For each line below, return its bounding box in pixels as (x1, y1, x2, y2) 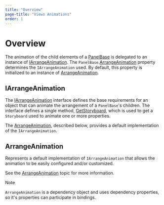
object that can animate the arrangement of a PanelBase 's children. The (5, 102, 150, 109)
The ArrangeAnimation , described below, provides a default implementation (5, 123, 159, 128)
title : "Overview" (5, 7, 43, 12)
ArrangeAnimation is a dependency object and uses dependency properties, (5, 189, 160, 195)
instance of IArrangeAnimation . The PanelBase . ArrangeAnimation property (5, 59, 156, 65)
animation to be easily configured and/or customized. (5, 160, 114, 166)
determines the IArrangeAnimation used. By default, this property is (5, 65, 142, 71)
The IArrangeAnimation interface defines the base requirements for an (5, 97, 148, 103)
